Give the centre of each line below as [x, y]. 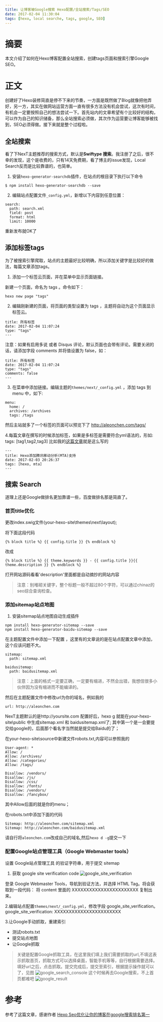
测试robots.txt [26, 932]
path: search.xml [27, 209]
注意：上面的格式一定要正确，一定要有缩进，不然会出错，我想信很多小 [87, 681]
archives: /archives [30, 411]
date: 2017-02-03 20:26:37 [32, 460]
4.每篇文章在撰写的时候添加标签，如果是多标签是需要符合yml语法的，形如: [79, 435]
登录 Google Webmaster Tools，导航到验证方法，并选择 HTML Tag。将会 [78, 884]
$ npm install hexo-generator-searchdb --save [53, 186]
